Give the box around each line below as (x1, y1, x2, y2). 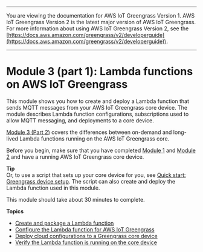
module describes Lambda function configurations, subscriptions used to (6, 110, 189, 118)
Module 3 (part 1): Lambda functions (6, 65, 193, 79)
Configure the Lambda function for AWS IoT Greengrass (14, 225, 155, 233)
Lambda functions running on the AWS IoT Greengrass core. (19, 134, 170, 142)
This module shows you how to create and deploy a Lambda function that (6, 98, 189, 105)
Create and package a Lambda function (14, 219, 114, 227)
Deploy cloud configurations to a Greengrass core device (14, 232, 158, 239)
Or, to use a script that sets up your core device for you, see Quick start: (6, 171, 186, 179)
